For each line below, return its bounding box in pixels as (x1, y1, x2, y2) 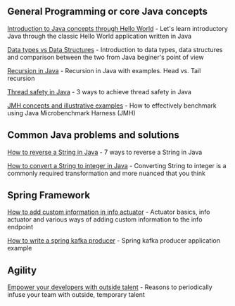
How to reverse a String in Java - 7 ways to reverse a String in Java (7, 148, 203, 156)
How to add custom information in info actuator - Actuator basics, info (7, 208, 210, 217)
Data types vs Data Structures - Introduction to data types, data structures (7, 45, 223, 53)
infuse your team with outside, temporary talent (7, 291, 146, 299)
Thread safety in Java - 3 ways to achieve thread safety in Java (7, 87, 192, 96)
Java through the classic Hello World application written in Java (7, 32, 192, 40)
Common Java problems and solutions (7, 129, 179, 141)
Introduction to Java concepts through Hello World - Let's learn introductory (7, 24, 229, 32)
